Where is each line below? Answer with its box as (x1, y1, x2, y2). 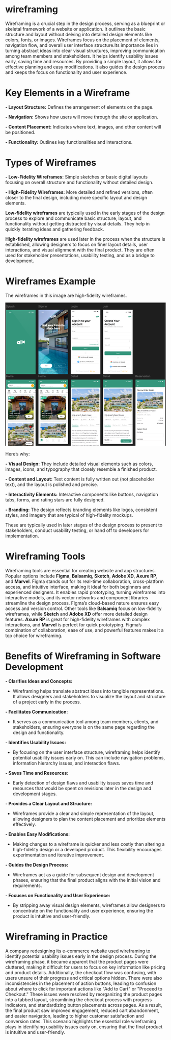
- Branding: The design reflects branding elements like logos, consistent (5, 506, 158, 513)
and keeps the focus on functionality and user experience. (5, 69, 128, 75)
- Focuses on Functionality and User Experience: (5, 892, 110, 898)
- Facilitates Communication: (5, 708, 68, 715)
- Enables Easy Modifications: (5, 831, 70, 837)
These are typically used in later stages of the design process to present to (5, 522, 163, 528)
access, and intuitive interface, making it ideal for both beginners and (5, 584, 151, 590)
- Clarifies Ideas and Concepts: (5, 678, 73, 684)
